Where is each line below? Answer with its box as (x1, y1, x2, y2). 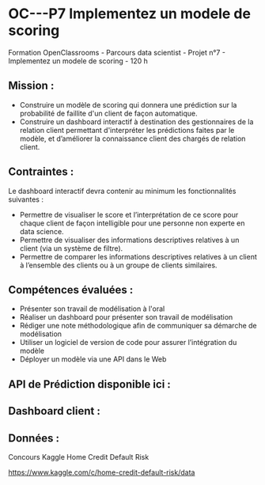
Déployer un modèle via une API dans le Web (19, 354, 167, 364)
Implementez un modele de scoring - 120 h (8, 56, 148, 66)
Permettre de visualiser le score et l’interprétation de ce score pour (19, 210, 239, 219)
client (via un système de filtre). (19, 243, 123, 253)
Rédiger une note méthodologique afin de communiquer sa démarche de (19, 321, 257, 331)
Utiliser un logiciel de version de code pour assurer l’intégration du (19, 338, 237, 347)
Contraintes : (8, 165, 74, 179)
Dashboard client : (8, 404, 100, 418)
